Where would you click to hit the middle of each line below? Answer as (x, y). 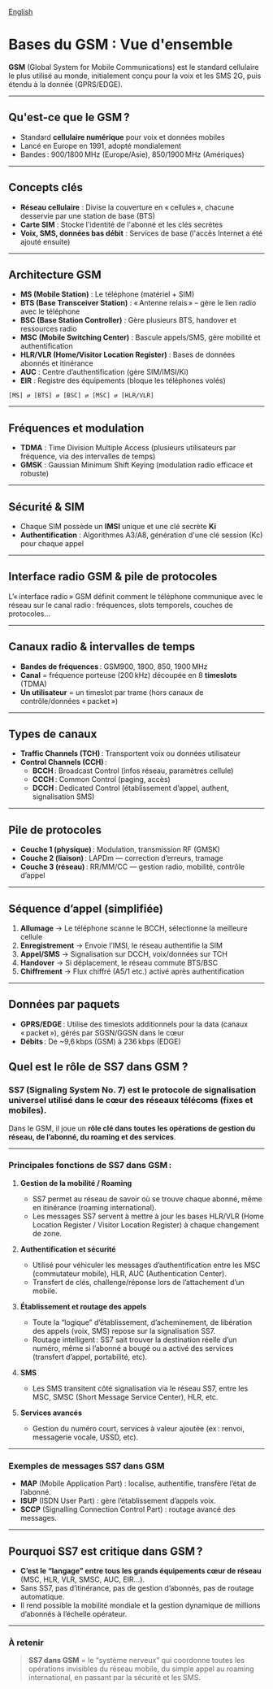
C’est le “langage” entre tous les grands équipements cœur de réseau (141, 1570)
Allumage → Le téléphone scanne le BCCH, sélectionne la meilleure (134, 928)
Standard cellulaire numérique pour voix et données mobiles (122, 137)
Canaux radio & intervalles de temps (102, 647)
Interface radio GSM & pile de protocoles (113, 577)
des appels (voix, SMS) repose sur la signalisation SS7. (124, 1331)
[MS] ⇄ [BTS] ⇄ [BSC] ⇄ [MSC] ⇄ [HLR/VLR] (81, 396)
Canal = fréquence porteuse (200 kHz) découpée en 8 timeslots (128, 675)
